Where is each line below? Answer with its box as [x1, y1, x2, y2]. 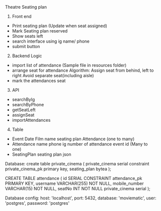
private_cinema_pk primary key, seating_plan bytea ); [5, 166, 112, 172]
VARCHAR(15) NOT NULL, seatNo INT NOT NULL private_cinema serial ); [5, 186, 151, 191]
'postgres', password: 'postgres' [5, 200, 70, 206]
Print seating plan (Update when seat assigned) [12, 23, 108, 29]
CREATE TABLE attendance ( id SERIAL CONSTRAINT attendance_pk [5, 176, 142, 181]
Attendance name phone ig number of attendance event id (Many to [12, 141, 148, 147]
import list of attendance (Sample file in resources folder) [12, 63, 127, 68]
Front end [12, 14, 32, 19]
